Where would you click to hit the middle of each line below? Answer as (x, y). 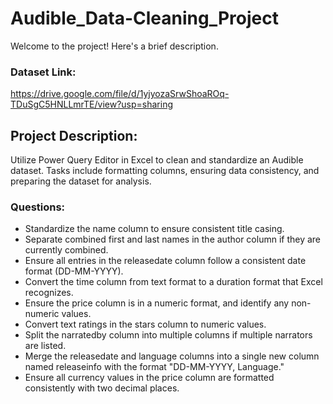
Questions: (38, 207)
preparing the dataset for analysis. (81, 181)
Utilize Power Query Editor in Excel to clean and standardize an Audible (157, 160)
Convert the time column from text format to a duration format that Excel (173, 282)
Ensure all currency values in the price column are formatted (149, 378)
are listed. (45, 346)
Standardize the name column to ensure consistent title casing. (154, 229)
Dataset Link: (43, 72)
